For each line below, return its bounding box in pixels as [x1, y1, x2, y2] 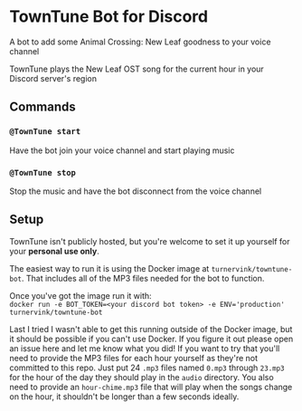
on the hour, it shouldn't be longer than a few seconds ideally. [9, 391, 240, 402]
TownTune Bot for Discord [9, 6, 209, 27]
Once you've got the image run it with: [9, 290, 152, 301]
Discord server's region [9, 72, 98, 83]
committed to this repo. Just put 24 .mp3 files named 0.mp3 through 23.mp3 [9, 362, 285, 373]
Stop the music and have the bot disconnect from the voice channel [9, 186, 262, 196]
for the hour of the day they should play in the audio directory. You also [9, 371, 274, 382]
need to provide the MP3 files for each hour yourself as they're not [9, 352, 259, 363]
